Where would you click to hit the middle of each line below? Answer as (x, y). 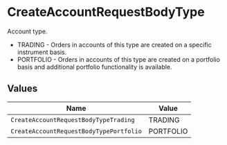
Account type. (27, 31)
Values (22, 88)
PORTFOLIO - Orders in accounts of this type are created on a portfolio (118, 59)
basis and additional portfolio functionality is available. (94, 67)
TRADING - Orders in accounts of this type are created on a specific (115, 44)
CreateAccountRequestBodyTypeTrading (73, 120)
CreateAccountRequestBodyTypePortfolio (76, 131)
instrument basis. (42, 52)
